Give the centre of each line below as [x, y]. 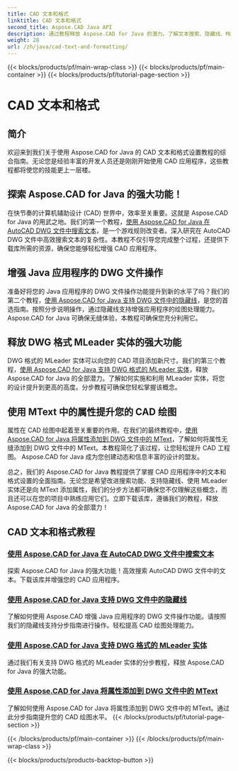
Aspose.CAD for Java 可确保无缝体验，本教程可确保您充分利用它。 [104, 318]
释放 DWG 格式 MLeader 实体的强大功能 [95, 342]
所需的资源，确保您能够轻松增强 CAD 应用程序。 [90, 248]
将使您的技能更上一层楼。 [57, 170]
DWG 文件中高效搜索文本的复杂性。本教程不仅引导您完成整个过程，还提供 [115, 239]
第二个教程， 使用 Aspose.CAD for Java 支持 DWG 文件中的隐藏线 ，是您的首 [118, 300]
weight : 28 [23, 40]
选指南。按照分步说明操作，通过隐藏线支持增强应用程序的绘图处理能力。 [113, 309]
